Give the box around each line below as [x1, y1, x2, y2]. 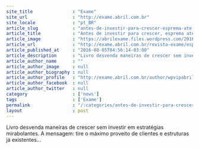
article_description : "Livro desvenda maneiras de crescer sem [6, 53, 182, 59]
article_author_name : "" [6, 58, 84, 64]
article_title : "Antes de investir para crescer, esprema [6, 31, 184, 37]
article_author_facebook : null [6, 80, 89, 86]
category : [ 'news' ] [6, 91, 99, 97]
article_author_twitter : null [6, 86, 89, 92]
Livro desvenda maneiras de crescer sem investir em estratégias [6, 124, 164, 131]
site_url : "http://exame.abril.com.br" [6, 14, 150, 20]
